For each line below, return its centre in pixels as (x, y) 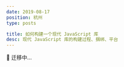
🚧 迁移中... (19, 57)
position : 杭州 (24, 18)
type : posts (21, 23)
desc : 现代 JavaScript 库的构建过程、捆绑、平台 (62, 40)
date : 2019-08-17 (28, 12)
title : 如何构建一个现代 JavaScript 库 (52, 34)
